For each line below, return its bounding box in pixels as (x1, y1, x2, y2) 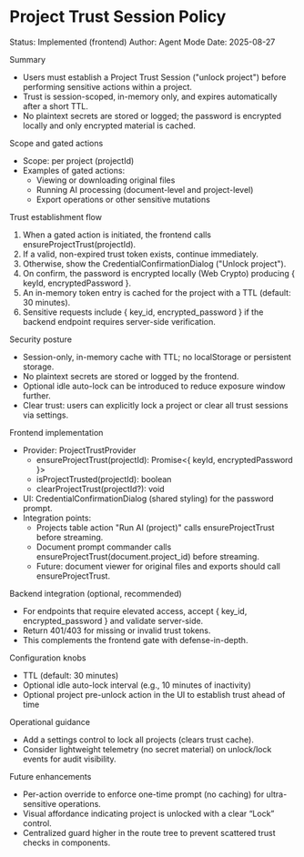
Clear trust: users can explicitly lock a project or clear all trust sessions (22, 399, 289, 410)
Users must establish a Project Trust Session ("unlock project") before (22, 71, 287, 83)
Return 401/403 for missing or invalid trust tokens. (22, 625, 211, 636)
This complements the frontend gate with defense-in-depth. (22, 634, 248, 645)
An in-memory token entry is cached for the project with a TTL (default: (22, 287, 291, 297)
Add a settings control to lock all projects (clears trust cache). (22, 734, 255, 745)
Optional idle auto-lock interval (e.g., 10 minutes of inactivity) (22, 680, 252, 691)
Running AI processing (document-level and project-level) (35, 184, 254, 195)
